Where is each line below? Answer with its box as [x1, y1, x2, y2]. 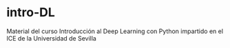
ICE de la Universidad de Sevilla [6, 34, 97, 42]
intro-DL [6, 5, 56, 20]
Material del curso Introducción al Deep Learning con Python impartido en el [6, 27, 224, 35]
